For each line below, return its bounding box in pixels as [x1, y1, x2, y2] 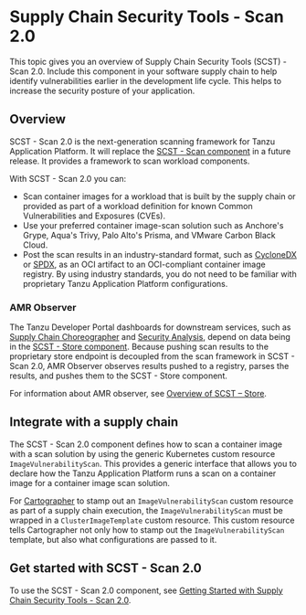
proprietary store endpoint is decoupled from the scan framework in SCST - [9, 351, 295, 362]
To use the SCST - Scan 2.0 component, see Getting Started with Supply [9, 585, 283, 596]
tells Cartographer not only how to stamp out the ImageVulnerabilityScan [9, 524, 285, 535]
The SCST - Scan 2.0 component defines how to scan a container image [9, 439, 283, 450]
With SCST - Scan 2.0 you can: [9, 173, 127, 184]
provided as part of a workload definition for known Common [22, 200, 253, 211]
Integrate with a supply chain [9, 414, 179, 430]
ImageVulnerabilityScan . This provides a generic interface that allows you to [9, 458, 297, 469]
